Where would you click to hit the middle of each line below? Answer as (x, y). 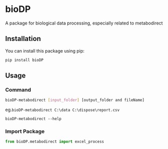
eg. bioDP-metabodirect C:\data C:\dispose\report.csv (62, 110)
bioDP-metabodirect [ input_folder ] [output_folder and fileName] (75, 100)
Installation (23, 39)
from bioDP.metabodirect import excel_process (55, 142)
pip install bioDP (24, 60)
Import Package (25, 131)
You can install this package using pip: (45, 50)
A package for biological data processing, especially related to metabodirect (84, 23)
